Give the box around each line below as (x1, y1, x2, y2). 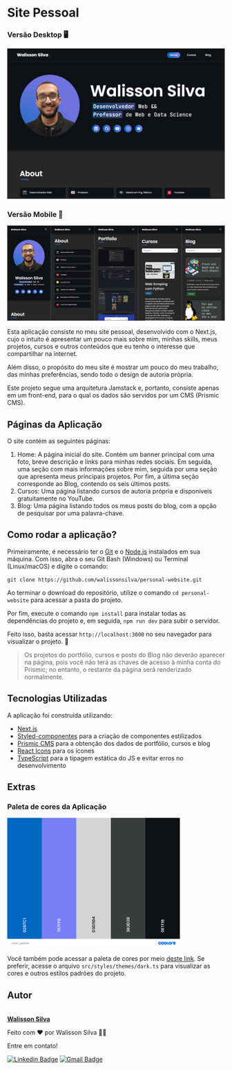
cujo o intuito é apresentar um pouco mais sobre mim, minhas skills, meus (7, 335, 217, 344)
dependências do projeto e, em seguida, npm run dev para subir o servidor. (7, 617, 220, 625)
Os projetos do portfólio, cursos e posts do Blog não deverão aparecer (23, 650, 225, 659)
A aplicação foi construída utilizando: (7, 711, 113, 720)
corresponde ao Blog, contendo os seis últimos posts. (17, 480, 171, 488)
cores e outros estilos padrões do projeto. (7, 969, 126, 977)
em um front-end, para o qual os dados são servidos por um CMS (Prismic (7, 391, 220, 400)
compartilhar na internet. (7, 350, 78, 358)
